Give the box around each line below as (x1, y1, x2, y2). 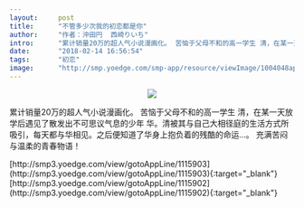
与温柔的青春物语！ (9, 140, 81, 151)
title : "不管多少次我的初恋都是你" (9, 22, 147, 31)
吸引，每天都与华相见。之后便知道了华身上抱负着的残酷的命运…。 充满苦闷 (9, 128, 289, 140)
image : (9, 64, 34, 73)
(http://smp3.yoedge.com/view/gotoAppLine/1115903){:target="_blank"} (9, 168, 279, 179)
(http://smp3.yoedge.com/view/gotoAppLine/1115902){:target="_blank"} (9, 187, 278, 198)
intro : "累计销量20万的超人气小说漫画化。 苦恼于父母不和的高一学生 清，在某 (9, 38, 288, 48)
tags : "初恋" (9, 55, 81, 64)
